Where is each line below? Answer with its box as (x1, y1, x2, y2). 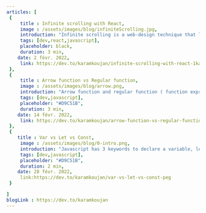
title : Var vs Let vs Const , (17, 134, 95, 141)
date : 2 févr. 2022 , (17, 55, 70, 61)
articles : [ (6, 9, 37, 15)
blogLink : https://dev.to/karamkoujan (6, 197, 109, 203)
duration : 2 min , (20, 163, 64, 169)
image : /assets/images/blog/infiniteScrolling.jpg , (20, 26, 158, 33)
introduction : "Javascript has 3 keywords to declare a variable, (20, 145, 193, 152)
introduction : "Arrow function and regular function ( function (20, 89, 188, 95)
